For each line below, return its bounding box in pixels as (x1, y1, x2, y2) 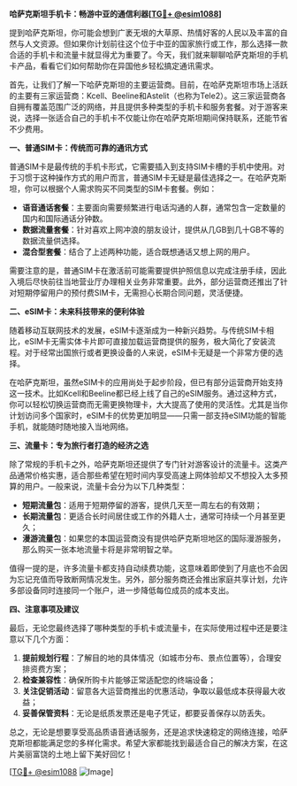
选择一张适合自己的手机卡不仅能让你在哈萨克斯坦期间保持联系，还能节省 (24, 112, 288, 123)
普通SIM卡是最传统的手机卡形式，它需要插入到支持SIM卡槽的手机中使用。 (9, 161, 278, 172)
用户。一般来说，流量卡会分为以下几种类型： (24, 482, 187, 491)
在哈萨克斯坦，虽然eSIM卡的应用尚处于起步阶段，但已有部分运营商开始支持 (9, 377, 284, 388)
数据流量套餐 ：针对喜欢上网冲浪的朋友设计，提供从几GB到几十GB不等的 (21, 225, 285, 235)
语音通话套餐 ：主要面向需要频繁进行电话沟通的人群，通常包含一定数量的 (21, 203, 286, 212)
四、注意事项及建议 (9, 604, 80, 614)
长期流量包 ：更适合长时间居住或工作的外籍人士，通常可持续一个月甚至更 (21, 511, 286, 521)
